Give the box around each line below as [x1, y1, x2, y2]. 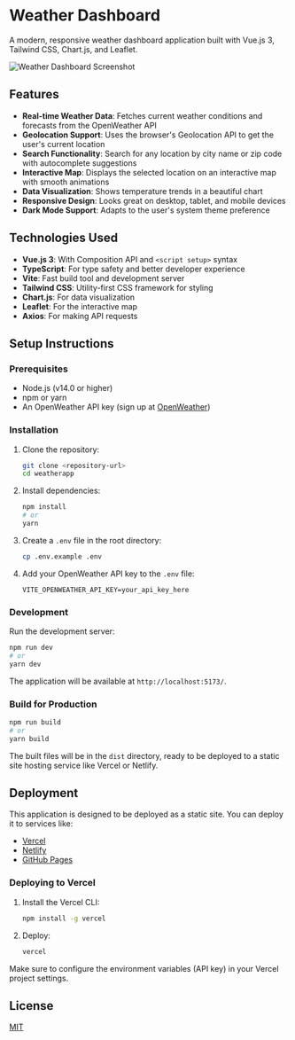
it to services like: [9, 818, 74, 829]
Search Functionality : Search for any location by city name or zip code [21, 148, 283, 159]
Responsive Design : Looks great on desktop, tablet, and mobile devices [21, 195, 286, 206]
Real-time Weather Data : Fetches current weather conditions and [21, 110, 263, 121]
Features [9, 87, 59, 102]
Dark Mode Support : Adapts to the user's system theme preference [21, 205, 270, 215]
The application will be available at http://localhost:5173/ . [9, 676, 227, 686]
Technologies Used [9, 231, 118, 246]
